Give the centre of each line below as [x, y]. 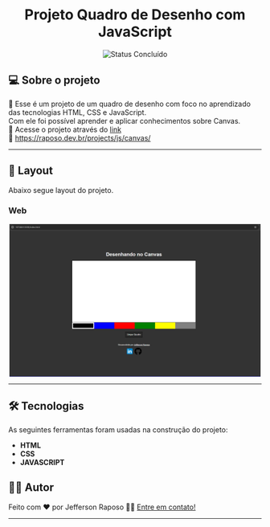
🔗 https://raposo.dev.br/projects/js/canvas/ [80, 137]
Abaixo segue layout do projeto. [61, 190]
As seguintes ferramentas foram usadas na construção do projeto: [118, 429]
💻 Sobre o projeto [54, 81]
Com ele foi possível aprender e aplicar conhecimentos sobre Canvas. [125, 121]
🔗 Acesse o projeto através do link [65, 129]
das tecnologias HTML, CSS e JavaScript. [78, 112]
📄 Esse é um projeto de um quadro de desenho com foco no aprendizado [130, 104]
